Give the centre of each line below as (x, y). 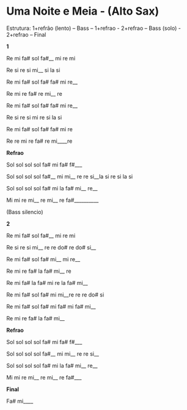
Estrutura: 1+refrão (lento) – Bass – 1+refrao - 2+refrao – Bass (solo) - (94, 28)
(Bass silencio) (25, 212)
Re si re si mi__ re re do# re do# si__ (51, 247)
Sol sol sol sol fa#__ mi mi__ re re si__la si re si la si (70, 176)
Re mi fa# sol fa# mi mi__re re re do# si (55, 295)
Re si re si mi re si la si (34, 117)
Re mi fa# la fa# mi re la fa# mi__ (47, 282)
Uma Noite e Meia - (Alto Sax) (83, 11)
